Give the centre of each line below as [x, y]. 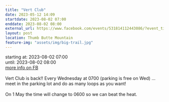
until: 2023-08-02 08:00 [31, 62]
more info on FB [22, 67]
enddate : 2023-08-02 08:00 [33, 24]
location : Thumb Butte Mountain [39, 38]
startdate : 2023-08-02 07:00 [36, 19]
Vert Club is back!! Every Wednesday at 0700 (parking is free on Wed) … [80, 78]
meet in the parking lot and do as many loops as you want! [66, 83]
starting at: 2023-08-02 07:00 [36, 57]
